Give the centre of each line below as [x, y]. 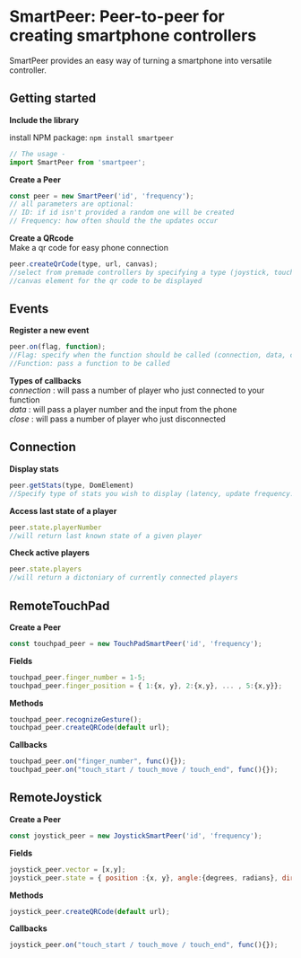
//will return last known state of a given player [106, 536]
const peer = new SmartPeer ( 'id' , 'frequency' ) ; [102, 196]
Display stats [34, 468]
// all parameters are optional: [72, 204]
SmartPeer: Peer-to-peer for [117, 17]
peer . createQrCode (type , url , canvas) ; [84, 264]
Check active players [49, 553]
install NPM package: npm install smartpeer [92, 137]
